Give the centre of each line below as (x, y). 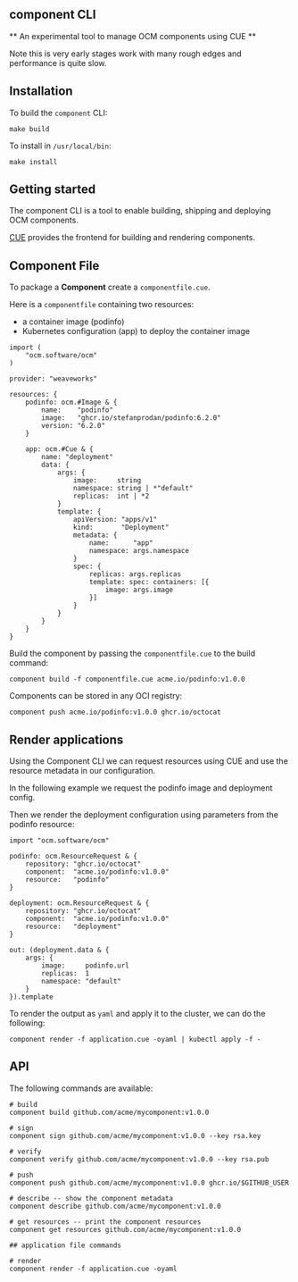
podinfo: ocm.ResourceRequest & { (74, 857)
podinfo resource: (42, 825)
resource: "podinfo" (67, 880)
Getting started (53, 190)
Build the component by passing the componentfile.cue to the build (132, 654)
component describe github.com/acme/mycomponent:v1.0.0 (115, 1206)
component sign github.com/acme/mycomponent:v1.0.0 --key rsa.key (135, 1135)
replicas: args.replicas (135, 574)
